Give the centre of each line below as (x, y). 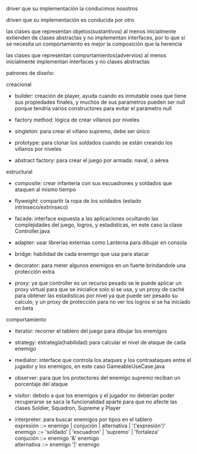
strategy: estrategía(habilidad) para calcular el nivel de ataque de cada (100, 342)
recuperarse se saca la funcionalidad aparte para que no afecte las (96, 402)
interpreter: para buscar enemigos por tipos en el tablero (84, 419)
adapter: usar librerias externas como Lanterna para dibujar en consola (101, 242)
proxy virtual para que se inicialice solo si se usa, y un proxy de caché (99, 289)
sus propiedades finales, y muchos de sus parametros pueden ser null (100, 102)
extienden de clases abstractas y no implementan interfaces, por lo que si (96, 37)
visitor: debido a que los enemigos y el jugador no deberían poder (94, 395)
